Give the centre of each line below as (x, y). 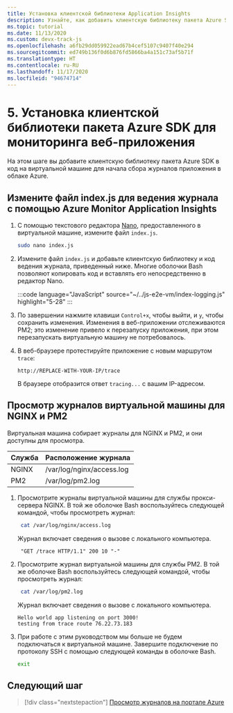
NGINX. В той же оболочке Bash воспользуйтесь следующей (134, 505)
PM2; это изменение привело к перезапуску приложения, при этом (118, 330)
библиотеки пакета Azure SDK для (112, 127)
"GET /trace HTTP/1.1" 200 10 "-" (70, 551)
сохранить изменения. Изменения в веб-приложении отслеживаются (121, 322)
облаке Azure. (28, 176)
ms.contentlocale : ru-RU (43, 65)
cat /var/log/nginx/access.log (66, 525)
